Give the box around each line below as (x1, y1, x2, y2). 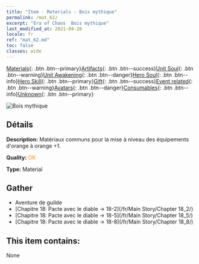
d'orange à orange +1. (6, 142, 62, 149)
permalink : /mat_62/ (6, 14, 58, 21)
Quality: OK (6, 153, 36, 161)
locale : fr (6, 31, 34, 37)
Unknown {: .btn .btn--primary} (17, 90, 94, 97)
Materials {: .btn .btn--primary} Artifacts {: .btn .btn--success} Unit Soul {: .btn (6, 65, 194, 72)
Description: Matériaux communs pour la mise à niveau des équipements (6, 135, 189, 143)
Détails (6, 120, 33, 130)
